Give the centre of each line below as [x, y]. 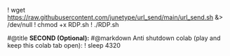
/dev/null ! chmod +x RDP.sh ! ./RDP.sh [63, 25]
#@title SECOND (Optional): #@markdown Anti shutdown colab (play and [114, 38]
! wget [16, 10]
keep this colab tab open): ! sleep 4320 [64, 45]
